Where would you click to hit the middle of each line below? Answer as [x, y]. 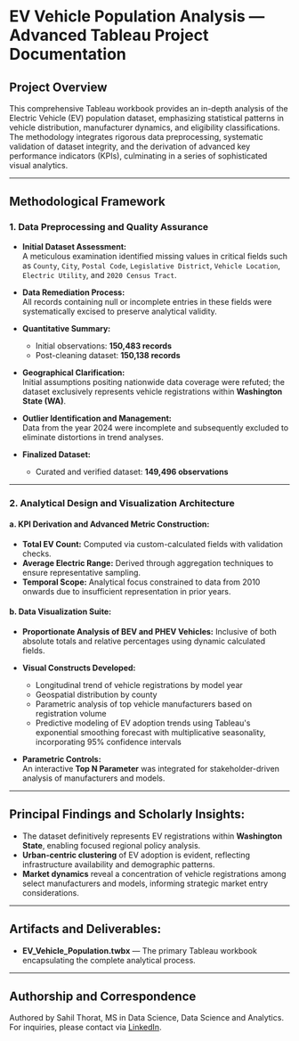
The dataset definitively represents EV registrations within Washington [152, 836]
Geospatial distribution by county [96, 695]
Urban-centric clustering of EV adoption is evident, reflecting [136, 855]
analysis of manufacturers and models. [93, 778]
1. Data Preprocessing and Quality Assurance [109, 227]
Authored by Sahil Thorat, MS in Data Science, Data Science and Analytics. [147, 1018]
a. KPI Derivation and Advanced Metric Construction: [109, 524]
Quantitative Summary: [66, 328]
